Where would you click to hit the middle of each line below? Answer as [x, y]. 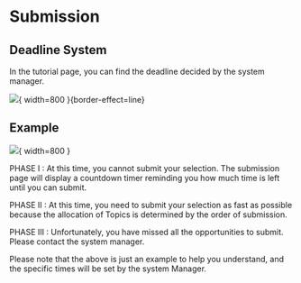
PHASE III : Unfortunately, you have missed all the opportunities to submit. [146, 232]
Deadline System [58, 50]
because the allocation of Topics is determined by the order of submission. [149, 215]
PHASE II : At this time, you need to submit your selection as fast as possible [151, 205]
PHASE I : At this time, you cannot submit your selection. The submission [145, 168]
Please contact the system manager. [77, 242]
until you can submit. [48, 187]
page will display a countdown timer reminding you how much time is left [145, 178]
